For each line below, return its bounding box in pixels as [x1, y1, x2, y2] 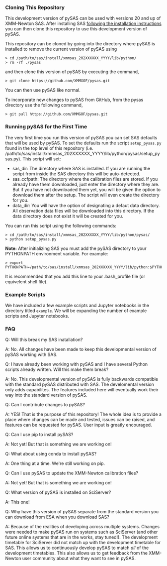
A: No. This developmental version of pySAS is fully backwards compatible [5, 376, 159, 382]
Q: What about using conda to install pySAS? [5, 451, 97, 457]
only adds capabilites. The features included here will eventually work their [5, 387, 159, 393]
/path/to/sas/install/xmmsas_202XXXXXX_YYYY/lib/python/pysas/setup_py [5, 150, 160, 156]
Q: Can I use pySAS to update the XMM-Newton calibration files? [5, 470, 138, 476]
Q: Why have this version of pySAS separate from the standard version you [5, 509, 159, 515]
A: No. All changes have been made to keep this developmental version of [5, 346, 157, 352]
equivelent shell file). [5, 278, 48, 285]
